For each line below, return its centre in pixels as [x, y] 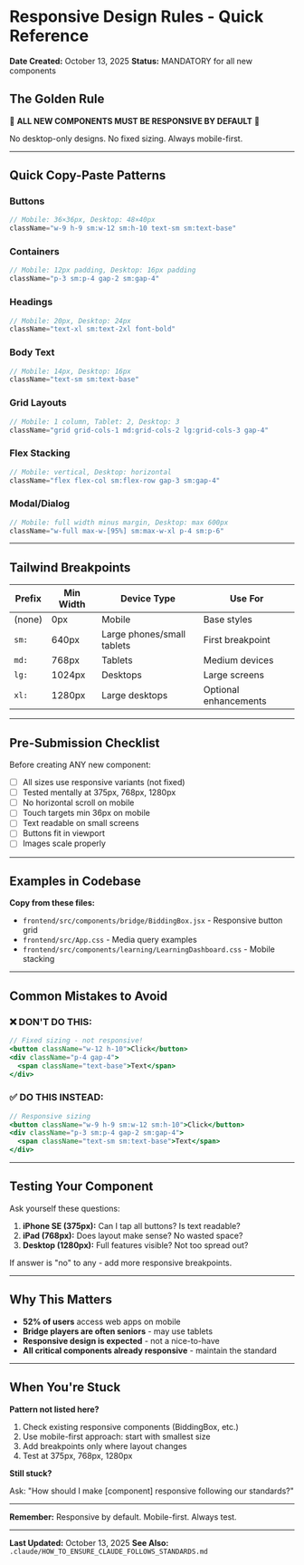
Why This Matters [61, 1300]
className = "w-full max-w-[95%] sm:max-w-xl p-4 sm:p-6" [117, 531]
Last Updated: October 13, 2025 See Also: [89, 1542]
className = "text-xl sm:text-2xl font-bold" [93, 329]
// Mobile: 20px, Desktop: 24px [70, 321]
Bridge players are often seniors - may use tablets [118, 1331]
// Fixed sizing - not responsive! [76, 1041]
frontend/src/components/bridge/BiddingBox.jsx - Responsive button [152, 920]
